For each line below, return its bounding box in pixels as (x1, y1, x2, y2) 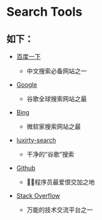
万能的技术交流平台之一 (26, 206, 93, 214)
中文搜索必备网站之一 (26, 67, 87, 75)
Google (16, 81, 38, 89)
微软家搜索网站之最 (26, 122, 81, 130)
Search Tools (6, 4, 83, 20)
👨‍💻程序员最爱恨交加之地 (26, 178, 95, 186)
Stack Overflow (16, 192, 61, 200)
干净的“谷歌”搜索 (26, 150, 75, 158)
